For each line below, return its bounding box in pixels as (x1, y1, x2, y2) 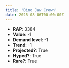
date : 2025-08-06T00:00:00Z (5, 12, 64, 17)
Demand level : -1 (12, 36, 49, 43)
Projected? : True (12, 47, 48, 53)
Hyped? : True (12, 52, 42, 58)
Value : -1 (12, 31, 32, 37)
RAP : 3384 (12, 26, 36, 32)
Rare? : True (12, 58, 37, 64)
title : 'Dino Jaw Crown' (5, 7, 57, 13)
